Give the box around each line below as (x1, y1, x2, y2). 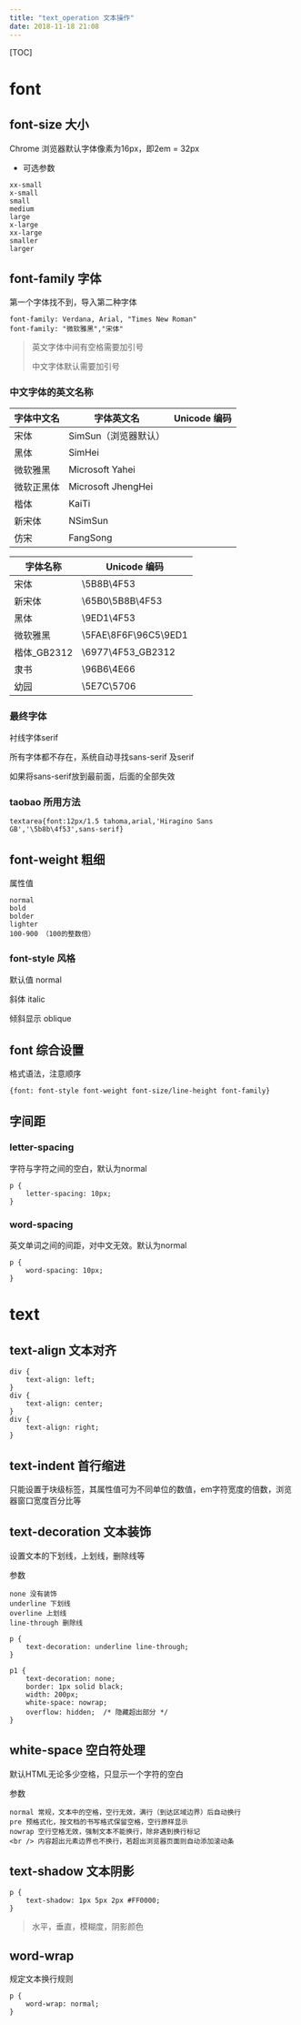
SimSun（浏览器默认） (68, 429, 166, 442)
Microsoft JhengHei (68, 479, 154, 492)
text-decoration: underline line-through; (25, 1642, 189, 1651)
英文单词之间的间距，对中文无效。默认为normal (9, 1240, 187, 1251)
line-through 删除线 (9, 1618, 84, 1627)
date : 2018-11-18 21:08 (9, 22, 100, 31)
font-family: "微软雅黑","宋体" (9, 325, 125, 334)
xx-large (9, 228, 43, 237)
